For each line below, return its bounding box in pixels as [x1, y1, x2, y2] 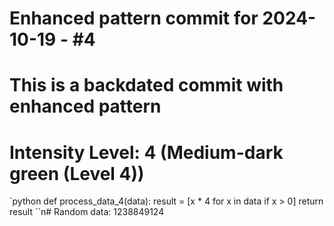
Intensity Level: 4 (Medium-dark [9, 141, 284, 164]
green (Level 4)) [9, 162, 145, 185]
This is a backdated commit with [9, 74, 284, 97]
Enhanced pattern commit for [9, 7, 259, 30]
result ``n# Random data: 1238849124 [9, 206, 165, 218]
